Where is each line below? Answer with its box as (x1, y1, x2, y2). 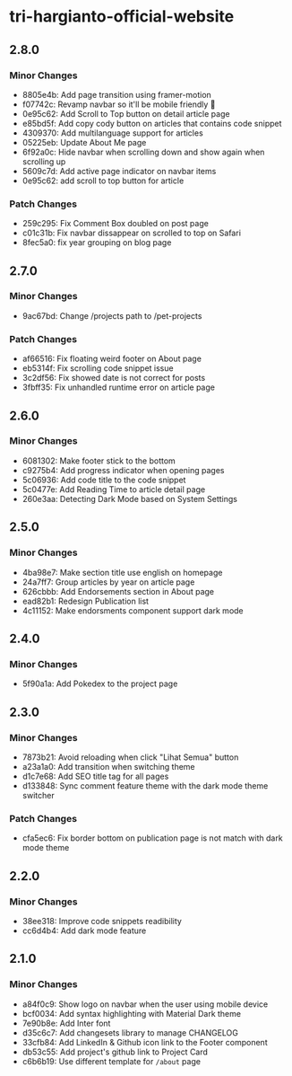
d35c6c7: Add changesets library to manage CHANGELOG (21, 1027, 239, 1038)
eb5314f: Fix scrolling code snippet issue (21, 363, 174, 374)
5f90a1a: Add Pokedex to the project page (21, 678, 178, 689)
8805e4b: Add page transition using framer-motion (21, 89, 212, 100)
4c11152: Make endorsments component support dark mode (21, 604, 244, 616)
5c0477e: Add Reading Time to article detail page (21, 483, 206, 495)
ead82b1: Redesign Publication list (21, 595, 150, 606)
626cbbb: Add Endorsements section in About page (21, 586, 215, 596)
